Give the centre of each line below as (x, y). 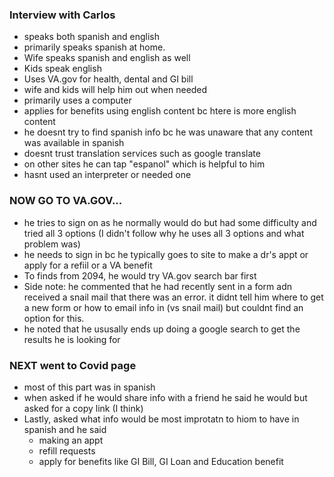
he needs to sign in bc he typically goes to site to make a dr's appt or (166, 254)
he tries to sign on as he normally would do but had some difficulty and (170, 222)
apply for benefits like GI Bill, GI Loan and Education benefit (161, 461)
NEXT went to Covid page (73, 365)
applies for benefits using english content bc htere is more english (160, 111)
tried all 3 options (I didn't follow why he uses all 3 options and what (164, 233)
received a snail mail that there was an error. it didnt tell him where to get (173, 297)
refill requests (67, 450)
